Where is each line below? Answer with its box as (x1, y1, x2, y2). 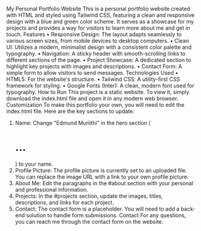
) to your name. (14, 160, 53, 168)
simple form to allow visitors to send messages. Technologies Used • (6, 69, 179, 76)
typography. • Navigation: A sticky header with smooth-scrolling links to (6, 50, 186, 57)
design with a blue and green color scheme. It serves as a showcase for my (6, 18, 194, 25)
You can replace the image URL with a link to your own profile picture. (14, 173, 189, 180)
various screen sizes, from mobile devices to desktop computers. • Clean (6, 37, 189, 44)
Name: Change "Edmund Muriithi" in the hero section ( (14, 119, 151, 126)
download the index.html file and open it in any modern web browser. (6, 95, 179, 102)
